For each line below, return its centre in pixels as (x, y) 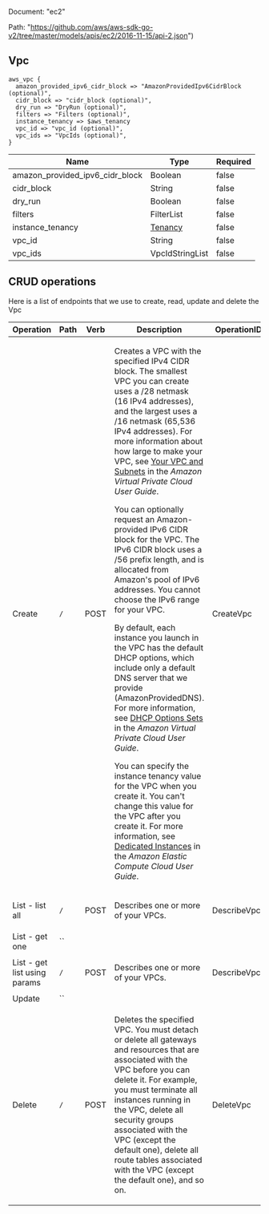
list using (29, 972)
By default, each (145, 627)
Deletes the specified (154, 1019)
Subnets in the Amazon (158, 471)
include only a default (155, 667)
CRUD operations (52, 282)
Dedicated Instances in (157, 846)
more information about (158, 441)
